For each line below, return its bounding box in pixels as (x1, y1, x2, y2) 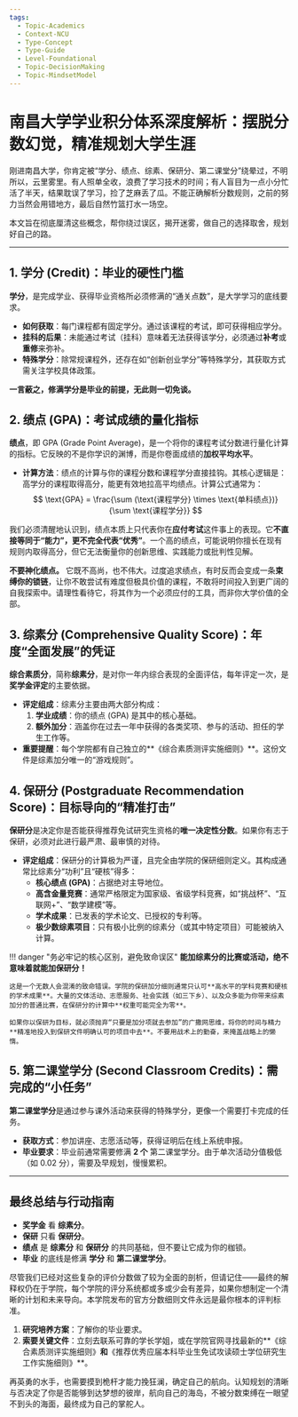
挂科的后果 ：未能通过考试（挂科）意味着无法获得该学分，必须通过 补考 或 (21, 331, 286, 342)
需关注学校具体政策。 (21, 365, 100, 376)
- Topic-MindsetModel (17, 71, 98, 80)
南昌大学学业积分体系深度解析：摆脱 (9, 112, 274, 131)
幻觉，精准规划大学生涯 (25, 134, 197, 154)
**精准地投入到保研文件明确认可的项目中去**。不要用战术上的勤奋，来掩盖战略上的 (9, 1027, 270, 1036)
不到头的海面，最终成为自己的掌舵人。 (9, 1398, 149, 1409)
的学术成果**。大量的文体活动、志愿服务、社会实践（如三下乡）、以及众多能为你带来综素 (9, 991, 285, 1000)
